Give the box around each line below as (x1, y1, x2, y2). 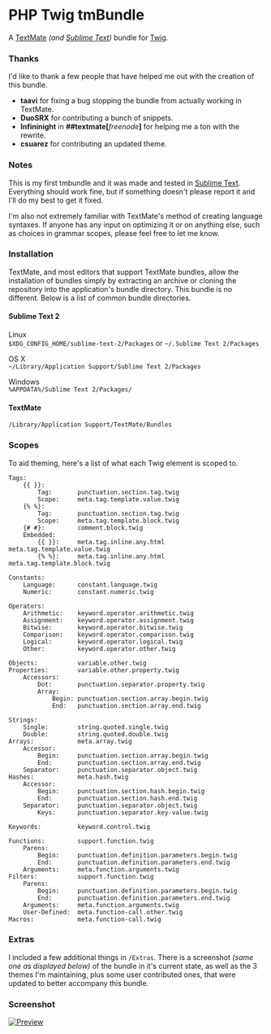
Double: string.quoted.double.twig (23, 730, 169, 738)
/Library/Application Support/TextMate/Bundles (8, 421, 173, 429)
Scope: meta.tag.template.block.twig (37, 517, 180, 525)
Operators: (8, 602, 45, 610)
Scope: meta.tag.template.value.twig (37, 495, 180, 504)
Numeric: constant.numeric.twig (23, 587, 154, 596)
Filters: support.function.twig (8, 872, 154, 880)
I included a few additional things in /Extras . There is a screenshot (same (8, 952, 254, 962)
